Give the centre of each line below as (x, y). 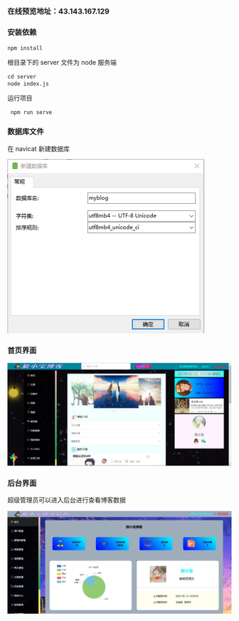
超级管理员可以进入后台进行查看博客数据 (67, 500)
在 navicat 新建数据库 (38, 148)
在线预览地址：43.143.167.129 (59, 11)
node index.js (28, 84)
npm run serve (31, 113)
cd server (22, 77)
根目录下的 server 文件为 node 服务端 (62, 63)
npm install (25, 48)
